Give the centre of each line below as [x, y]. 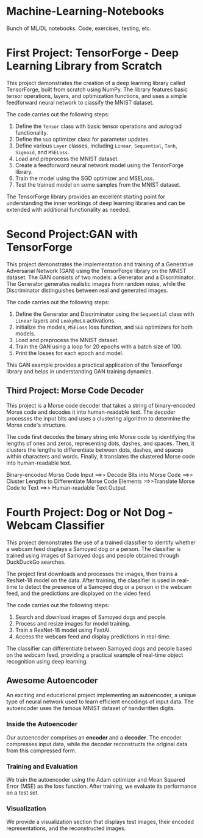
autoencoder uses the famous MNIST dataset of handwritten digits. [91, 708]
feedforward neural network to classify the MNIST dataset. [80, 102]
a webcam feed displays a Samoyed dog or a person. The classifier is [94, 548]
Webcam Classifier [55, 525]
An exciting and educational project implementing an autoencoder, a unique [101, 695]
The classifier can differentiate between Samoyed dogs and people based [99, 648]
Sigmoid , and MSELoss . [42, 152]
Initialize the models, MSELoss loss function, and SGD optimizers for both [104, 327]
